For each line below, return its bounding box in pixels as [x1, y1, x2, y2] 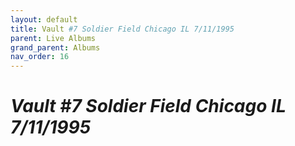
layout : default [10, 14, 78, 25]
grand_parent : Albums [10, 42, 101, 53]
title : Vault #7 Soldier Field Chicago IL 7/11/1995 [10, 24, 235, 34]
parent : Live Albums [10, 33, 97, 43]
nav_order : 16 [10, 52, 70, 62]
